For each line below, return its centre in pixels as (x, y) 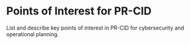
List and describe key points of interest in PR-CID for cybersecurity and (95, 28)
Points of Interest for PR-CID (79, 11)
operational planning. (33, 34)
